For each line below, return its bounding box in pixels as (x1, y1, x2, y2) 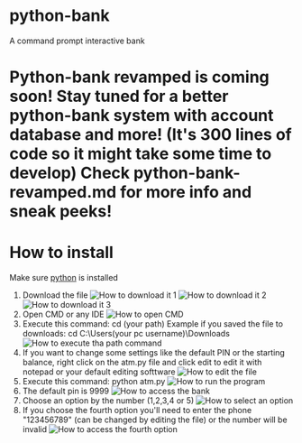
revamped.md (9, 182, 117, 203)
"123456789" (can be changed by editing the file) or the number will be (22, 414, 288, 425)
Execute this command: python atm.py (22, 376, 166, 387)
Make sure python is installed (9, 272, 119, 283)
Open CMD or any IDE (22, 309, 105, 320)
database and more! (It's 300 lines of (9, 125, 292, 145)
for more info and (120, 182, 252, 203)
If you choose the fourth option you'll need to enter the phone (22, 405, 252, 416)
